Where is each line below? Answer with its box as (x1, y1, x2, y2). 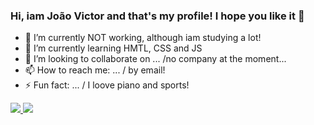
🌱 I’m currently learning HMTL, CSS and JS (24, 42, 203, 54)
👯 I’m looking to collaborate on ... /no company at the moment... (24, 53, 287, 65)
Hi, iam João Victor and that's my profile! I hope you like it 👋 (10, 9, 305, 23)
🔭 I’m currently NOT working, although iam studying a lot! (24, 32, 262, 44)
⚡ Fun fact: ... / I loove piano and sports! (24, 79, 190, 91)
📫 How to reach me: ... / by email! (24, 64, 166, 76)
